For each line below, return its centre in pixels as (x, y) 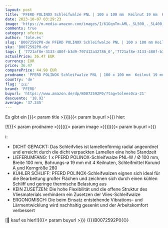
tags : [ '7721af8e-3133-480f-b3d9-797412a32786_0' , (60, 51)
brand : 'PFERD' (21, 89)
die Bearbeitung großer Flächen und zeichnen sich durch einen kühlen (85, 178)
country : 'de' (20, 79)
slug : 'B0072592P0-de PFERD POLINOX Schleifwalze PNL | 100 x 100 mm (79, 42)
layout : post (19, 10)
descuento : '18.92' (25, 98)
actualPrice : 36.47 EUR (30, 56)
